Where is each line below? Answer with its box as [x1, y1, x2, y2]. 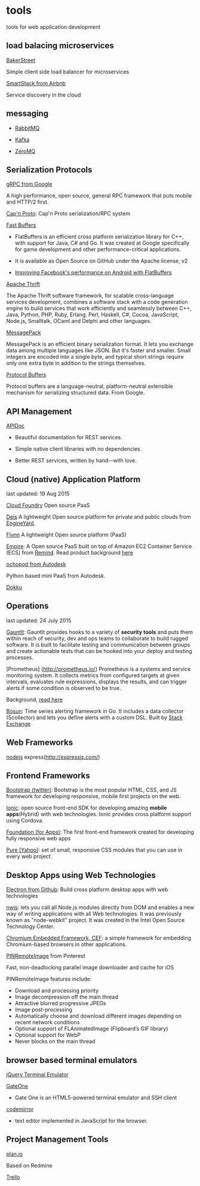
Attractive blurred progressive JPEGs [14, 1000, 106, 1007]
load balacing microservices [6, 41, 115, 51]
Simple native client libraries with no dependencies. [14, 445, 142, 452]
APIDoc [6, 422, 25, 430]
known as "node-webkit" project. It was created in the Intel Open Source [6, 917, 185, 924]
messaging [6, 109, 49, 119]
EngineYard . [6, 520, 36, 526]
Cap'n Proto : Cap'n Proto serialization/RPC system [6, 210, 130, 217]
